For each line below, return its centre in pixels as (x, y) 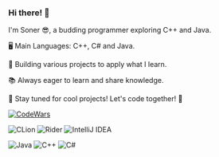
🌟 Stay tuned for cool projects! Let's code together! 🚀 (96, 99)
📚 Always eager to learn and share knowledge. (86, 80)
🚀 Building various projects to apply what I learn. (88, 65)
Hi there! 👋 (29, 13)
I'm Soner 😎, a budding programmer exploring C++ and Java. (110, 30)
